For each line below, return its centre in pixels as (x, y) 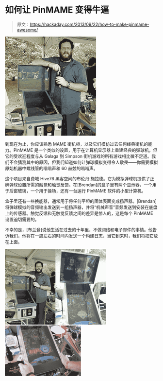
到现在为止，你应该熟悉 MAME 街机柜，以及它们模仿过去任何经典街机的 (77, 144)
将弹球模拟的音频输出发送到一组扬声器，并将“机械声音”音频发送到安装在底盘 (81, 207)
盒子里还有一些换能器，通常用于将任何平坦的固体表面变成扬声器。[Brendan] (81, 201)
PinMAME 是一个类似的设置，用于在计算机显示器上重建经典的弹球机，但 (85, 150)
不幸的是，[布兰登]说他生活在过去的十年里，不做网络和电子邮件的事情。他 (79, 229)
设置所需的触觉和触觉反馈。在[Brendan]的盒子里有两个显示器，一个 (85, 185)
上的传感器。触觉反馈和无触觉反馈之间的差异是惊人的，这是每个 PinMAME (79, 213)
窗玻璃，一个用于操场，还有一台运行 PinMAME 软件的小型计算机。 (80, 190)
